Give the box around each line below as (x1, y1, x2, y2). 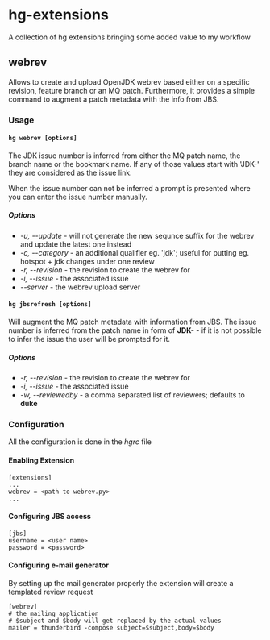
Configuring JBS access (8, 512, 91, 522)
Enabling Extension (8, 455, 75, 465)
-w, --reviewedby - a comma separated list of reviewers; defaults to (19, 390, 246, 400)
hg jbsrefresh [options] (8, 301, 92, 309)
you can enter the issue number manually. (8, 192, 147, 202)
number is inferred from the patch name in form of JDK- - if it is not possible (8, 326, 262, 335)
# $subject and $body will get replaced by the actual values (8, 617, 222, 625)
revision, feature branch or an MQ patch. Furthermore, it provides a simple (8, 85, 255, 95)
